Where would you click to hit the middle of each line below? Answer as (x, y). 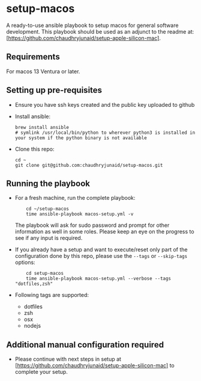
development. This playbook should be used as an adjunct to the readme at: (100, 31)
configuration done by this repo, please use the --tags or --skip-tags (101, 256)
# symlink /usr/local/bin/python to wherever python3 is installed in (105, 133)
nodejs (32, 326)
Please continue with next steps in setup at (68, 359)
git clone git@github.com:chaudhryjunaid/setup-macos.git (89, 165)
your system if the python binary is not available (81, 138)
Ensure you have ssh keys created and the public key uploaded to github (105, 104)
